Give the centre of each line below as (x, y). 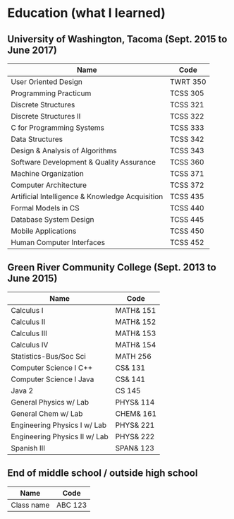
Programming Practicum (51, 93)
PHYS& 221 (135, 425)
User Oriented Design (47, 82)
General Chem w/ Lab (47, 413)
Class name (30, 505)
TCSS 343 (187, 151)
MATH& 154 (136, 345)
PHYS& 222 (135, 436)
